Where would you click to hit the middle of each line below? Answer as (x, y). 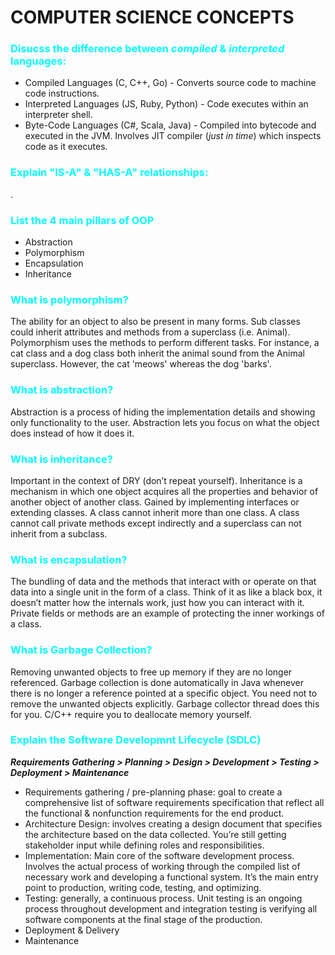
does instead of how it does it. (72, 433)
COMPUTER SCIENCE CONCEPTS (152, 17)
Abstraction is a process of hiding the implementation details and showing (163, 412)
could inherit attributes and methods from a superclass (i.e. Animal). (150, 332)
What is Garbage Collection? (81, 650)
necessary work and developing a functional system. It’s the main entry (171, 877)
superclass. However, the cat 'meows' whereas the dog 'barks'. (141, 364)
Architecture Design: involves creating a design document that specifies (173, 823)
